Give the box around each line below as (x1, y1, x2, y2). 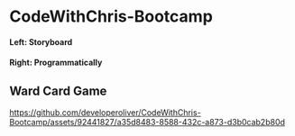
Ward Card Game (9, 83, 107, 98)
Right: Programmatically (9, 57, 103, 68)
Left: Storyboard (9, 36, 73, 47)
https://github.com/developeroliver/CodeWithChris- (9, 107, 201, 118)
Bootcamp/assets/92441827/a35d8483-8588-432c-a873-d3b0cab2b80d (9, 117, 286, 128)
